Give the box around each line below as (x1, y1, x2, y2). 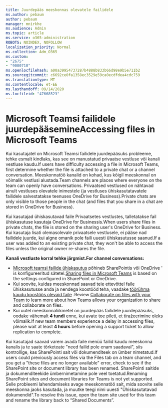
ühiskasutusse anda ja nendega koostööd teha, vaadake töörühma (12, 286, 150, 292)
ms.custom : (5, 54, 28, 59)
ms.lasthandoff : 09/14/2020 (5, 86, 64, 92)
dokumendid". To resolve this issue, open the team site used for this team (5, 392, 156, 398)
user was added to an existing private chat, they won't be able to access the (5, 240, 163, 246)
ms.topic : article (5, 31, 44, 36)
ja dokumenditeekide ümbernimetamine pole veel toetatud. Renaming (5, 370, 147, 376)
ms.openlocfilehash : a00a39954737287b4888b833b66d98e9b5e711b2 (5, 68, 140, 73)
